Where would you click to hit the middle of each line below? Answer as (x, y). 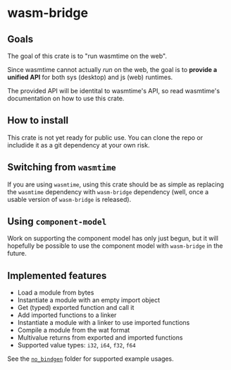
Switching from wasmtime (62, 167)
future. (17, 253)
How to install (38, 120)
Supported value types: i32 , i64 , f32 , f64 (76, 345)
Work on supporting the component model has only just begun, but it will (113, 239)
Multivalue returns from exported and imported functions (100, 338)
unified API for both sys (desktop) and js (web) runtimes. (90, 77)
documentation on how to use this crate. (66, 98)
